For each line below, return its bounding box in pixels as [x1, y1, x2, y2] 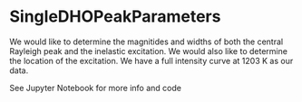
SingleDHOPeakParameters [9, 6, 221, 27]
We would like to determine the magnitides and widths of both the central [9, 36, 284, 47]
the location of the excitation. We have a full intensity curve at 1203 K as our [9, 55, 294, 66]
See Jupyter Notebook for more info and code [9, 82, 181, 93]
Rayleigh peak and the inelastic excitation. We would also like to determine [9, 45, 288, 56]
